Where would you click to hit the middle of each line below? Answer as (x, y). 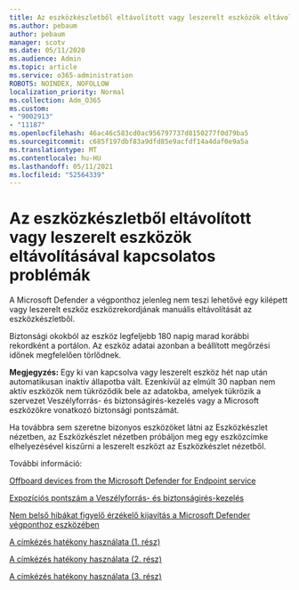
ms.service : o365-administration (71, 76)
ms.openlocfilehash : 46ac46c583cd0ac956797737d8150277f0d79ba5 (129, 133)
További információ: (46, 464)
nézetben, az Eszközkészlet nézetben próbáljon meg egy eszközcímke (139, 437)
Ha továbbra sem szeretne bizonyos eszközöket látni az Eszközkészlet (139, 427)
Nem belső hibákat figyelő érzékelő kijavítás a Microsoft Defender (130, 515)
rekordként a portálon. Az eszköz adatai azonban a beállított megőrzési (140, 346)
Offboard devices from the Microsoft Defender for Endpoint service (133, 481)
